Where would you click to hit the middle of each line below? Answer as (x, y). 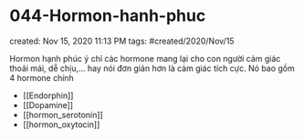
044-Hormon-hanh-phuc (108, 16)
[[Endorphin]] (48, 95)
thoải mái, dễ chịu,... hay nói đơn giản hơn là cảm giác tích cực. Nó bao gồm (152, 68)
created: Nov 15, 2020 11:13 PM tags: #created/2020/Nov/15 (122, 41)
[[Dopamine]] (48, 104)
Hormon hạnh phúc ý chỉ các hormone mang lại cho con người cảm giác (145, 58)
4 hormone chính (42, 77)
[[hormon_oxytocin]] (61, 124)
